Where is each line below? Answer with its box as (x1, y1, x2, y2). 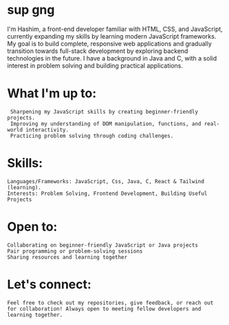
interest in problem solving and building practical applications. (7, 61, 184, 70)
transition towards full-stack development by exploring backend (7, 47, 188, 55)
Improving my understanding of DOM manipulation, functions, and (10, 120, 201, 127)
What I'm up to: (7, 85, 97, 101)
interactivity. (25, 126, 69, 133)
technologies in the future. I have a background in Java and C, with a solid (7, 54, 217, 62)
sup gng (7, 2, 55, 18)
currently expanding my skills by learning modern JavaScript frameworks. (7, 32, 217, 40)
